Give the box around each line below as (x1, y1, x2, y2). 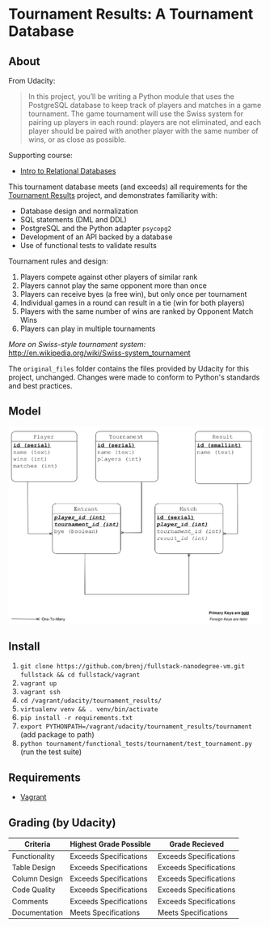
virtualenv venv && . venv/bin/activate (19, 706, 158, 714)
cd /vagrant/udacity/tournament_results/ (19, 697, 162, 706)
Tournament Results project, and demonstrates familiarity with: (8, 191, 218, 200)
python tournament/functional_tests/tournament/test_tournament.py (19, 740, 252, 749)
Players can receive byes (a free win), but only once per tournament (19, 290, 247, 298)
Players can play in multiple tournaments (19, 324, 156, 333)
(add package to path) (19, 730, 95, 740)
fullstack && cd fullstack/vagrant (19, 671, 141, 680)
